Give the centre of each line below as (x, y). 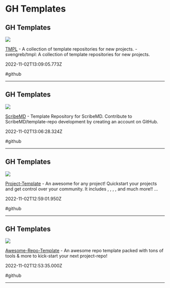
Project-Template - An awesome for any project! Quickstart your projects (81, 183)
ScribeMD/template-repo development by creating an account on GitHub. (82, 121)
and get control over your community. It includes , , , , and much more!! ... (82, 189)
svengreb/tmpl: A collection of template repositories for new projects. (78, 54)
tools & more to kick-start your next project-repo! (56, 256)
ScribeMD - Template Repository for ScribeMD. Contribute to (69, 116)
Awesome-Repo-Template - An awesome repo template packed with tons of (84, 251)
